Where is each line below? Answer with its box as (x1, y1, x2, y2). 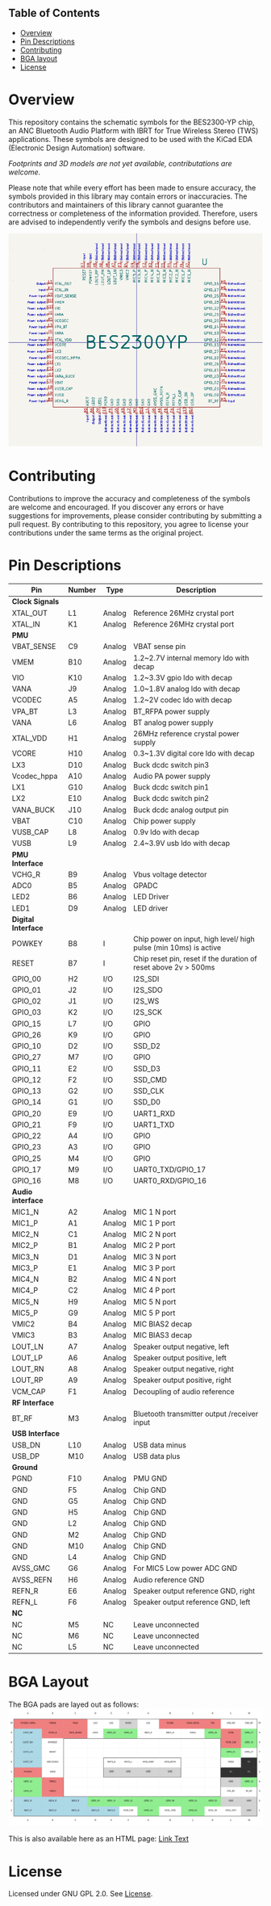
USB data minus (132, 1440, 187, 1450)
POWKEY (11, 938, 43, 948)
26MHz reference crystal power (132, 729, 240, 739)
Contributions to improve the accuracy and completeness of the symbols (8, 493, 251, 503)
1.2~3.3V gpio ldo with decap (132, 672, 232, 682)
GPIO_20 (11, 1108, 42, 1118)
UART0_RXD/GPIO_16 (132, 1176, 207, 1186)
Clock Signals (11, 597, 60, 606)
